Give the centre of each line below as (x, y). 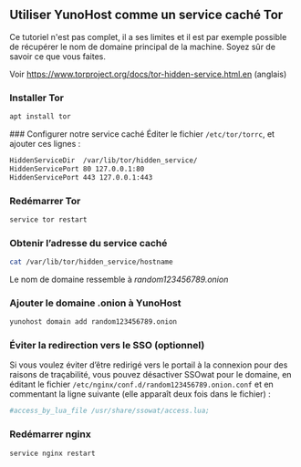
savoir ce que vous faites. (58, 56)
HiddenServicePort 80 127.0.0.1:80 (77, 169)
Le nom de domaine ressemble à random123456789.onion (119, 279)
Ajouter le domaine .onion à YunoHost (95, 303)
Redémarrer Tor (45, 201)
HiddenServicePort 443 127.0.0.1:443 (81, 177)
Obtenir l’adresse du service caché (88, 243)
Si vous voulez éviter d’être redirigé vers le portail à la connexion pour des (149, 365)
